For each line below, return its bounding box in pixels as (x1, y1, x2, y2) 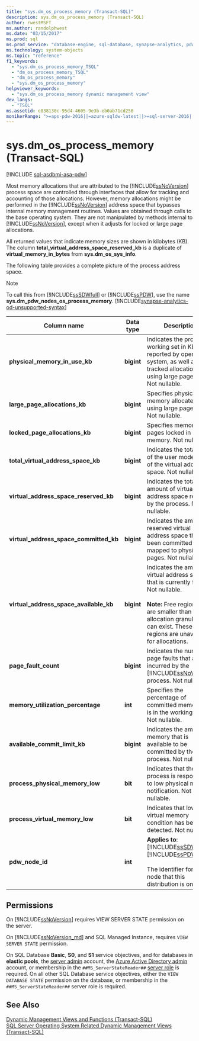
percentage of (147, 693, 187, 702)
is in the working (147, 708, 193, 717)
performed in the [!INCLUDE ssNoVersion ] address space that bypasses (6, 201, 181, 208)
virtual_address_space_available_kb (9, 600, 114, 609)
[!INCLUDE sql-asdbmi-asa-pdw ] (6, 171, 88, 178)
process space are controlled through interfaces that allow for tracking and (6, 189, 190, 196)
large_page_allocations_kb (9, 400, 86, 409)
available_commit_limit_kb (9, 740, 86, 748)
